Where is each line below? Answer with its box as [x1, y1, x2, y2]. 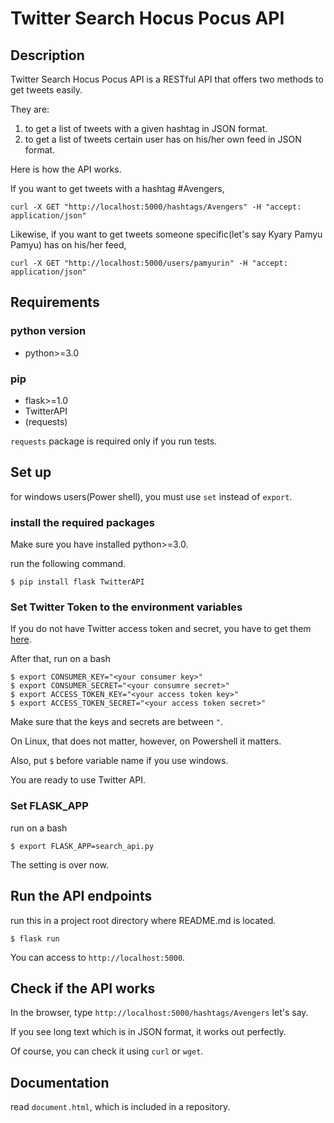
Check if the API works [10, 980, 156, 997]
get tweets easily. [10, 84, 83, 96]
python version [10, 324, 87, 338]
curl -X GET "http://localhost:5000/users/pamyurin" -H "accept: [10, 258, 288, 268]
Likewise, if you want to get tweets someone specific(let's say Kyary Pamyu [10, 228, 323, 240]
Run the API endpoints [10, 888, 153, 905]
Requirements [10, 294, 100, 311]
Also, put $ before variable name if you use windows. [10, 755, 229, 767]
